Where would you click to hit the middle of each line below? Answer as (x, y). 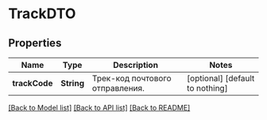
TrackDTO (42, 14)
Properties (35, 43)
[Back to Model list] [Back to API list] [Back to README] (99, 108)
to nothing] (207, 88)
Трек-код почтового (132, 78)
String (73, 83)
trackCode (33, 83)
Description (135, 65)
